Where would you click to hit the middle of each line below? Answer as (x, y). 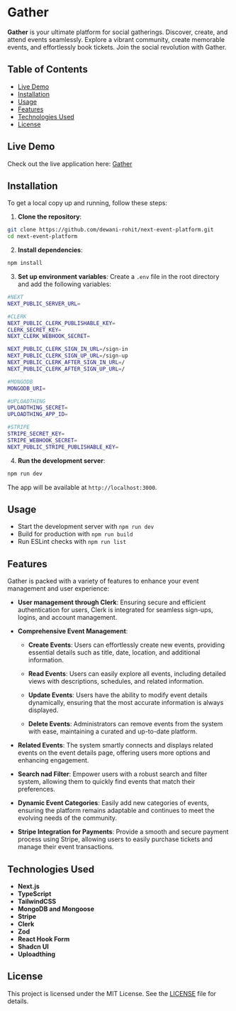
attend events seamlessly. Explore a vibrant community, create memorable (116, 39)
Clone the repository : (50, 217)
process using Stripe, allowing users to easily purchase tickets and (115, 839)
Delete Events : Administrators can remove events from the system (125, 724)
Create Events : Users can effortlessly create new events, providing (127, 645)
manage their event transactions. (66, 847)
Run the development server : (61, 460)
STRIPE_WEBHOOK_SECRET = (43, 440)
